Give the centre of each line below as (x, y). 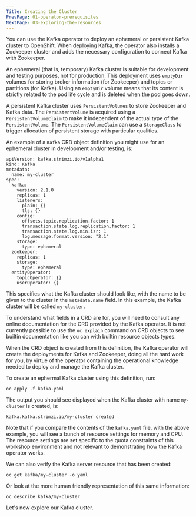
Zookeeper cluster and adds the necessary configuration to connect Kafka (97, 52)
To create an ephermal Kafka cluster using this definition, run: (81, 378)
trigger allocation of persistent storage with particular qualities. (82, 131)
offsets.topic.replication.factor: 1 (68, 221)
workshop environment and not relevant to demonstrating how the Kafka (94, 447)
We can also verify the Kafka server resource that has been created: (89, 464)
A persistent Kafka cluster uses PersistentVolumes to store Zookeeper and (96, 106)
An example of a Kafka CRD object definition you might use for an (85, 142)
